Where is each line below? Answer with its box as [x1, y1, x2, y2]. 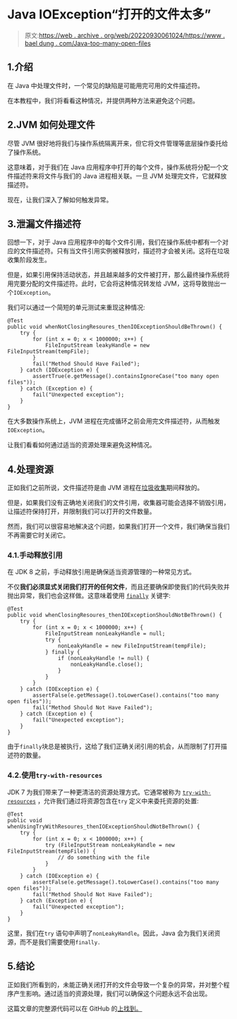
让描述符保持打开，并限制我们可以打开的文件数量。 [7, 507, 156, 515]
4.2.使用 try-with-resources [7, 770, 103, 780]
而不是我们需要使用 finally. [19, 937, 101, 946]
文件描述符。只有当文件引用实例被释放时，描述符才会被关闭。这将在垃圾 [19, 247, 230, 255]
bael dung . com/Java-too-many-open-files [24, 39, 152, 47]
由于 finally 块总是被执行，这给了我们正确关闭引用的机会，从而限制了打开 [7, 742, 221, 751]
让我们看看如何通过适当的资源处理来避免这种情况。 [7, 441, 156, 449]
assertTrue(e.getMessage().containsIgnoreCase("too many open [32, 373, 219, 380]
